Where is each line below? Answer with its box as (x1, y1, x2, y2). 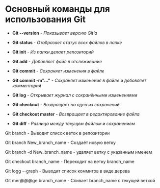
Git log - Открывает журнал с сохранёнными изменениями (12, 92, 137, 98)
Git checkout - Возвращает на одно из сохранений (12, 101, 120, 107)
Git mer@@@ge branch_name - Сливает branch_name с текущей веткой (5, 177, 156, 183)
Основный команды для (5, 3, 110, 15)
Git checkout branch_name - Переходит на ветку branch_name (5, 158, 135, 164)
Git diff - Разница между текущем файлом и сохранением (12, 120, 135, 126)
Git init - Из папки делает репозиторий (12, 49, 94, 55)
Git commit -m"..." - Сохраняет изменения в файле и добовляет (12, 77, 147, 83)
